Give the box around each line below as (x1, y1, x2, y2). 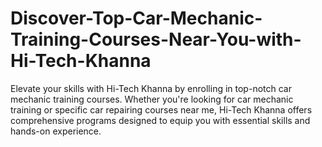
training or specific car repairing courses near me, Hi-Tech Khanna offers (10, 103, 313, 116)
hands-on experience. (10, 125, 102, 137)
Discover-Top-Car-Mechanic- (10, 7, 263, 30)
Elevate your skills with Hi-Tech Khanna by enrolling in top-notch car (10, 82, 292, 94)
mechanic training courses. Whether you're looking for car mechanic (10, 93, 294, 105)
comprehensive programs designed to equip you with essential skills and (10, 114, 311, 126)
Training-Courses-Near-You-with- (10, 28, 302, 51)
